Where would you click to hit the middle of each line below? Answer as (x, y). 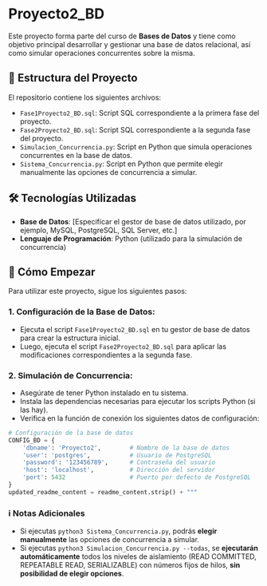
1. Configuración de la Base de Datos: (82, 312)
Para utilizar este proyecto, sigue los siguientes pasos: (98, 291)
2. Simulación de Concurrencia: (71, 375)
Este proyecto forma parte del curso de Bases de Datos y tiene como (122, 36)
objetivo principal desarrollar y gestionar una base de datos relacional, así (130, 44)
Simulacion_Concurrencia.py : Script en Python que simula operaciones (136, 146)
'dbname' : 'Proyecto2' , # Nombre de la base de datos (126, 448)
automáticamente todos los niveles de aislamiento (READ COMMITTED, (138, 556)
